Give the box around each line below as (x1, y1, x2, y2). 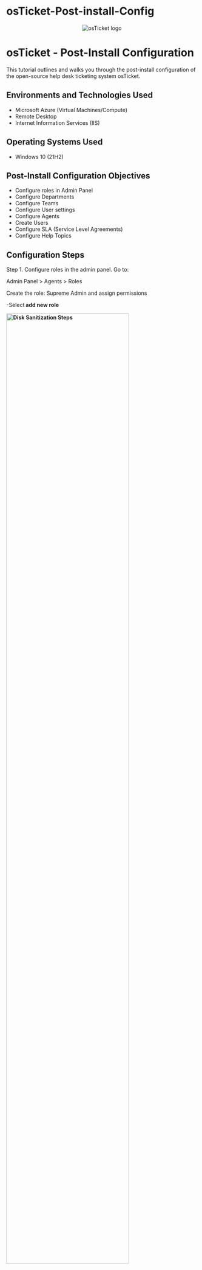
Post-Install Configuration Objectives (6, 171, 150, 181)
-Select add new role (6, 302, 59, 309)
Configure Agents (15, 213, 59, 220)
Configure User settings (15, 206, 75, 214)
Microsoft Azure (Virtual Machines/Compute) (15, 106, 128, 113)
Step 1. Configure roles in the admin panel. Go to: (6, 266, 129, 273)
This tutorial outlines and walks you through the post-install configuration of (6, 66, 196, 73)
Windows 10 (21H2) (15, 153, 64, 160)
